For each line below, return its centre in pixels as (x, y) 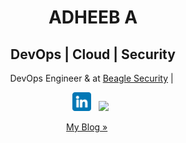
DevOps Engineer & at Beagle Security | (91, 78)
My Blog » (87, 127)
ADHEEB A (93, 17)
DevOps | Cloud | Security (93, 54)
